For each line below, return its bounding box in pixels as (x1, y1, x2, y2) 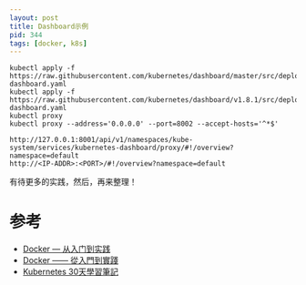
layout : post (9, 13, 59, 23)
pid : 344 (9, 30, 43, 39)
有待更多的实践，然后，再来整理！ (9, 177, 138, 188)
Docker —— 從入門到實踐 (22, 255, 118, 266)
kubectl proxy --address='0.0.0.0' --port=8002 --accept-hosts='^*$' (9, 119, 280, 128)
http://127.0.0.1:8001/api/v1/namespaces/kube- (9, 136, 194, 145)
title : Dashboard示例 (9, 22, 89, 31)
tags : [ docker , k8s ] (9, 38, 88, 48)
